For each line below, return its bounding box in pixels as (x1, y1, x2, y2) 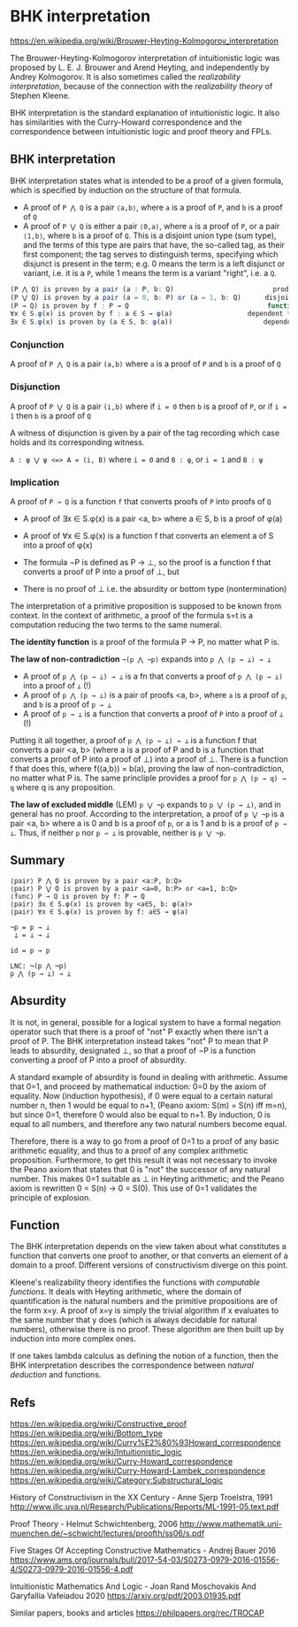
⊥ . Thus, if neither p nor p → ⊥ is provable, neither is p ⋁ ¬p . (10, 827, 226, 838)
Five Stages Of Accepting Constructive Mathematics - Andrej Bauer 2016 (10, 1546, 277, 1556)
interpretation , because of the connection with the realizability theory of (10, 81, 273, 91)
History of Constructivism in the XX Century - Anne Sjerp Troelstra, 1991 (10, 1493, 273, 1503)
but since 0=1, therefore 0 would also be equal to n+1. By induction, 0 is (10, 1109, 271, 1120)
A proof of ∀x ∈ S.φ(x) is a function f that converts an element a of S (22, 531, 274, 541)
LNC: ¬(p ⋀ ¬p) (10, 962, 67, 971)
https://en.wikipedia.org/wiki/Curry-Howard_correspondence (10, 1456, 233, 1467)
